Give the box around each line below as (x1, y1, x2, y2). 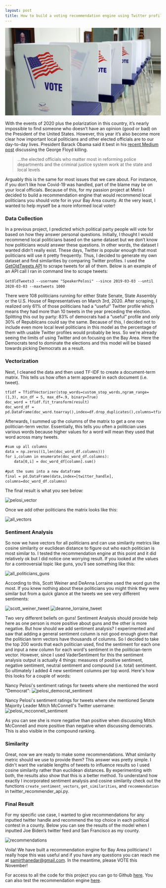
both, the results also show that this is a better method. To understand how (5, 773, 158, 779)
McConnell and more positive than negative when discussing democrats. (5, 723, 154, 729)
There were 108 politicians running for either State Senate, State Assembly (5, 293, 157, 299)
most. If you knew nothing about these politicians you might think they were (5, 585, 159, 591)
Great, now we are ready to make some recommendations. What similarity (5, 751, 156, 757)
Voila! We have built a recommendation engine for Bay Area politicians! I (5, 847, 152, 853)
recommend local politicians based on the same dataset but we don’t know (5, 237, 158, 243)
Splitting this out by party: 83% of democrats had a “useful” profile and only (5, 314, 160, 320)
